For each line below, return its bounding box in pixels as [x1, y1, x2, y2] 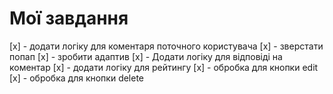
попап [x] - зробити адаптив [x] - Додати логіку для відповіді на [9, 50, 283, 62]
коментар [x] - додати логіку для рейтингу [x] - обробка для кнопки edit [9, 61, 319, 73]
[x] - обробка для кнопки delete [9, 72, 145, 84]
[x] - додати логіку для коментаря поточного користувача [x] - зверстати [9, 40, 324, 52]
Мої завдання [9, 7, 129, 30]
